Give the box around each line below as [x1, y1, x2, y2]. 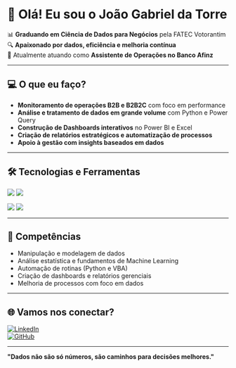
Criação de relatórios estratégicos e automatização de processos [17, 130, 213, 139]
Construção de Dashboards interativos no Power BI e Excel [17, 123, 192, 132]
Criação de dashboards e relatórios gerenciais [17, 272, 152, 280]
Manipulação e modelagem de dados [17, 249, 125, 258]
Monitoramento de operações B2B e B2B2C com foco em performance [17, 101, 226, 109]
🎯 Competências [7, 230, 81, 242]
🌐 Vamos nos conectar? [7, 306, 114, 318]
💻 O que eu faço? [7, 79, 86, 91]
